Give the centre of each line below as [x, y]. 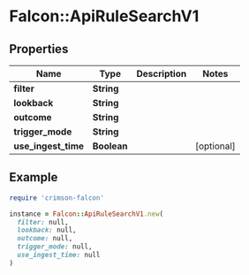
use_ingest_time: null [59, 255]
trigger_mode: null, [55, 247]
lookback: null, [47, 230]
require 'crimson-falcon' [57, 198]
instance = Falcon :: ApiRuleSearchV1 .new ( [87, 214]
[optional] [215, 146]
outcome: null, [45, 239]
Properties [39, 49]
